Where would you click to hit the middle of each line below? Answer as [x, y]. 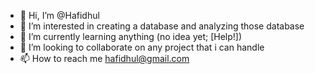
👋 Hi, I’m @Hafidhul [59, 15]
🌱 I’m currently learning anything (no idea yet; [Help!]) [131, 36]
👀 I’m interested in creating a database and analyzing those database [162, 26]
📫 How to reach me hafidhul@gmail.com [104, 58]
